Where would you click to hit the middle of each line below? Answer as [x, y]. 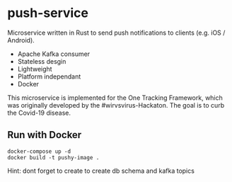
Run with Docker [45, 135]
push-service [48, 13]
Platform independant [49, 76]
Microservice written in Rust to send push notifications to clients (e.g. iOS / [116, 33]
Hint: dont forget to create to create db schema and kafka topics [101, 171]
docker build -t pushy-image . [53, 157]
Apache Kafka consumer [54, 54]
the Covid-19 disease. [39, 113]
